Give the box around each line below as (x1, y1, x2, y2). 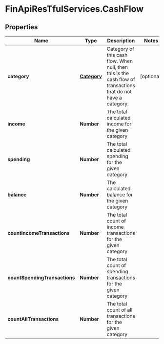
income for (106, 121, 132, 127)
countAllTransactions (7, 316, 59, 323)
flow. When (106, 58, 133, 64)
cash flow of (106, 76, 135, 82)
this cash (106, 52, 128, 58)
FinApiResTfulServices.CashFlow (5, 3, 144, 15)
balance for (106, 191, 133, 198)
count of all (106, 306, 133, 313)
